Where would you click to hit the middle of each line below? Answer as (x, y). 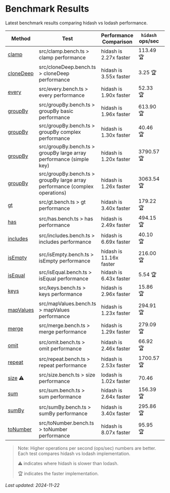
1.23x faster (116, 313)
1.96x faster (116, 114)
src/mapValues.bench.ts (68, 304)
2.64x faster (116, 397)
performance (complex (66, 186)
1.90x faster (116, 95)
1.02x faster (116, 381)
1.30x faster (116, 135)
